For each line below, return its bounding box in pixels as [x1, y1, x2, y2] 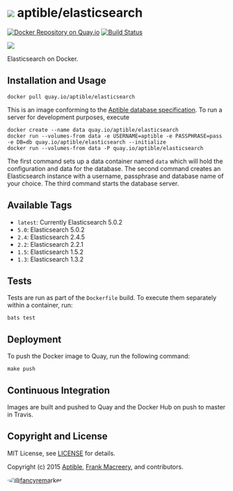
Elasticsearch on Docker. [7, 54, 79, 63]
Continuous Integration [7, 384, 110, 396]
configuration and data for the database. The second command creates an [7, 164, 221, 172]
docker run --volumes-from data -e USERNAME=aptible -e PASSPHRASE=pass [7, 133, 223, 139]
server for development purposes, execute [7, 113, 130, 121]
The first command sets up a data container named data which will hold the [7, 157, 223, 165]
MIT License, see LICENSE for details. [7, 448, 116, 458]
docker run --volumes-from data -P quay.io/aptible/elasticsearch [7, 144, 204, 151]
